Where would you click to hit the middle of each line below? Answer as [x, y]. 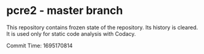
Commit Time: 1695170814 [40, 46]
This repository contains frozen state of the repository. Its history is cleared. [102, 27]
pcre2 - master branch [65, 11]
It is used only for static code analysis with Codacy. [71, 33]
